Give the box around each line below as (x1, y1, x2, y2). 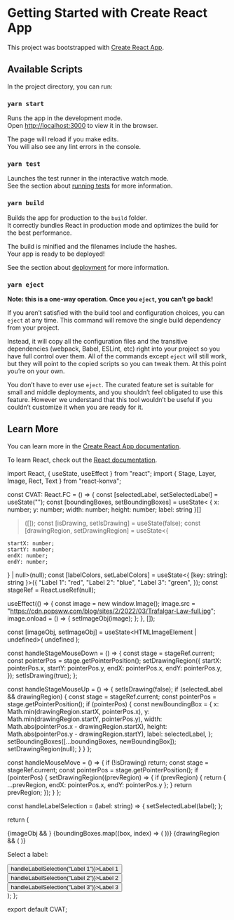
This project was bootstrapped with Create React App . (7, 43, 165, 51)
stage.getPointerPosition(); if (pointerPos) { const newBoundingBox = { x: (7, 699, 219, 708)
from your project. (7, 323, 60, 332)
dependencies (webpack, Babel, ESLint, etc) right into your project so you (7, 344, 221, 353)
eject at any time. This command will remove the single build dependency (7, 316, 221, 324)
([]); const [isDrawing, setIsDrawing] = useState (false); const (24, 519, 201, 527)
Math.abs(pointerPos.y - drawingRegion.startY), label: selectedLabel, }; (7, 730, 213, 738)
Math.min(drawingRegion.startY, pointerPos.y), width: (7, 715, 163, 723)
